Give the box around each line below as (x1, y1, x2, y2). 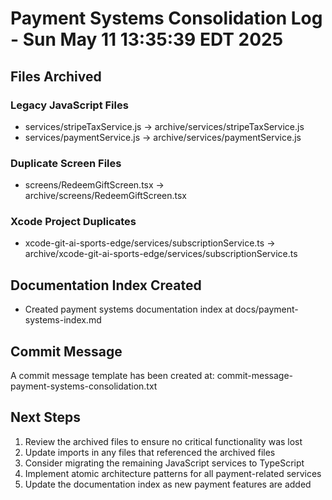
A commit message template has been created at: (10, 370, 215, 382)
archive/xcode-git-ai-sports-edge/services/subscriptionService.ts (24, 248, 298, 260)
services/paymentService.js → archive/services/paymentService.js (24, 131, 302, 143)
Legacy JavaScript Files (10, 98, 129, 112)
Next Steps (10, 409, 81, 426)
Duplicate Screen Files (10, 156, 122, 170)
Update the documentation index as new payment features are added (24, 478, 312, 490)
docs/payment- (234, 303, 299, 316)
